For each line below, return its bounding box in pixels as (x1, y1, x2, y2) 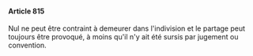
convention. (8, 40, 47, 50)
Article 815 (8, 6, 45, 16)
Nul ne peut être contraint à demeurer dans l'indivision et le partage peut (8, 24, 246, 33)
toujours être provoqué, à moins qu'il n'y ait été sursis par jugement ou (8, 32, 239, 42)
